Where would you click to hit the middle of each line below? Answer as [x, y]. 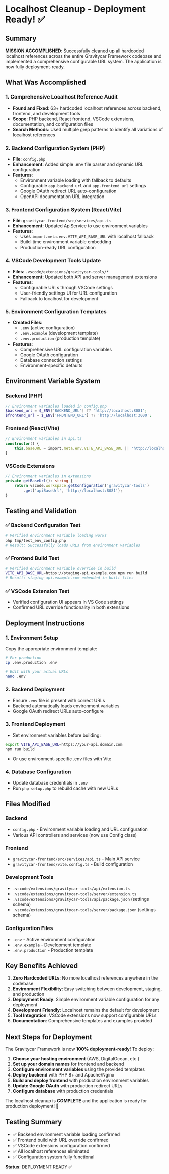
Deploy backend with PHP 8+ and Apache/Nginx [63, 1075]
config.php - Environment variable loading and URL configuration [80, 829]
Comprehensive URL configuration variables [66, 349]
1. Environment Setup [32, 638]
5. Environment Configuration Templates [56, 311]
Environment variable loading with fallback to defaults [76, 180]
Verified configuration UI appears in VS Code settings [68, 602]
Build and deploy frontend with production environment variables [81, 1080]
